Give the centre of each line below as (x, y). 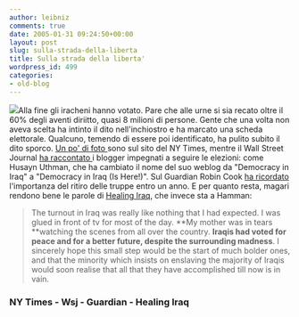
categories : (31, 76)
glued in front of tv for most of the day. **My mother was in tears (152, 222)
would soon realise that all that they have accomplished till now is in (156, 269)
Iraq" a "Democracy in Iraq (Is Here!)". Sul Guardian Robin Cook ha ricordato (149, 176)
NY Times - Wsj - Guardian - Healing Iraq (100, 302)
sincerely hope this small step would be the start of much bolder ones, (161, 250)
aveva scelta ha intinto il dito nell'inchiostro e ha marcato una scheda (136, 129)
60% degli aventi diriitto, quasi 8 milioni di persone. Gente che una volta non (149, 119)
